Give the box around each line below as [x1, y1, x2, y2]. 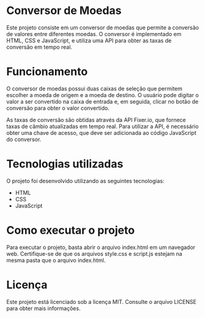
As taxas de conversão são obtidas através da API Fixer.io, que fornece [6, 116, 186, 123]
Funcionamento [6, 65, 88, 79]
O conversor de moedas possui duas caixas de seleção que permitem [6, 85, 182, 92]
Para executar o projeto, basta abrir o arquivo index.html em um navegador [6, 244, 196, 251]
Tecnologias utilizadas [6, 157, 124, 171]
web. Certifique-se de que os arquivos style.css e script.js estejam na [6, 250, 182, 257]
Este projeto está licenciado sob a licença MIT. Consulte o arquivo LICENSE [6, 298, 197, 305]
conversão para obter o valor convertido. [6, 104, 110, 112]
